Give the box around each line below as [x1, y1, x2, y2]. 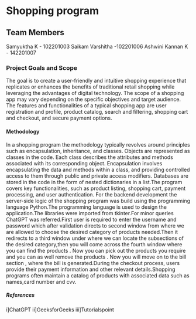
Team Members [6, 28, 64, 38]
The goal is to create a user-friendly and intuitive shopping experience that [6, 77, 187, 84]
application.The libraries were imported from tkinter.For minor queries [6, 209, 174, 216]
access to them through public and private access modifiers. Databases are [6, 172, 189, 179]
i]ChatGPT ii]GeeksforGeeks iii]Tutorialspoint [6, 306, 114, 313]
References [6, 291, 35, 298]
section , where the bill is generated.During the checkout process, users [6, 259, 180, 266]
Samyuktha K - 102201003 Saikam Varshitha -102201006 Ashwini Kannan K [6, 43, 188, 50]
